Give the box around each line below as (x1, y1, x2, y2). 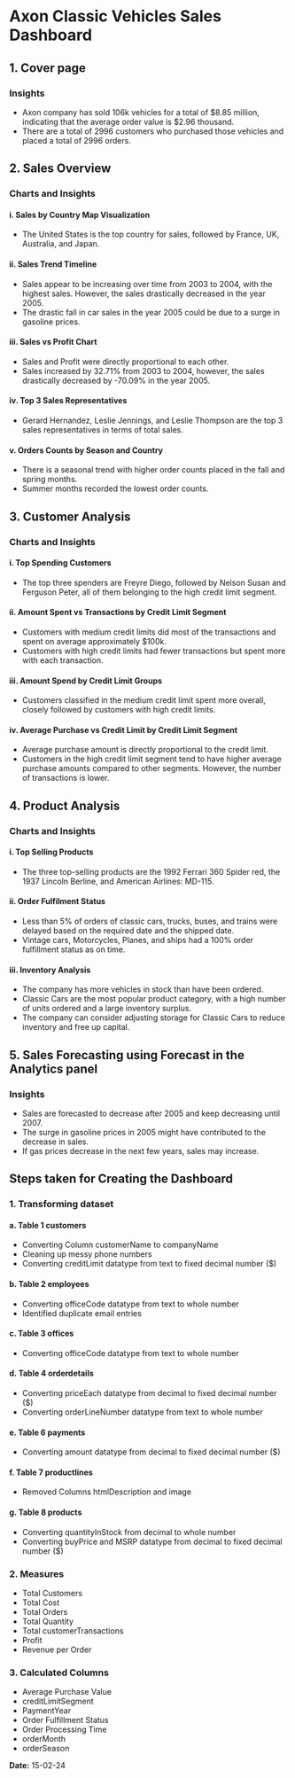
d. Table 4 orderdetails (9, 1368, 95, 1379)
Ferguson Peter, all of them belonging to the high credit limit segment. (21, 587, 277, 597)
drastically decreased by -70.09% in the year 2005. (21, 375, 211, 386)
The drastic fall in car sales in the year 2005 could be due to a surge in (21, 307, 281, 317)
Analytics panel (9, 1061, 98, 1076)
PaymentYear (21, 1705, 72, 1716)
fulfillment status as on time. (21, 944, 126, 955)
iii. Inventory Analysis (9, 964, 91, 975)
